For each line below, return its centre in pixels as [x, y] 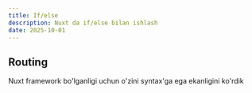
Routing [28, 62]
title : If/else [33, 15]
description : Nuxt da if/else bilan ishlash [83, 23]
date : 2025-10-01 [37, 30]
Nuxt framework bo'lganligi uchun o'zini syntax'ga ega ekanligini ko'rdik [126, 81]
